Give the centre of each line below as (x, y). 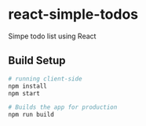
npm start (24, 93)
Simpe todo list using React (52, 36)
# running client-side (45, 79)
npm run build (31, 115)
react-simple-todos (73, 14)
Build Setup (37, 61)
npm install (27, 86)
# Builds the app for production (63, 107)
